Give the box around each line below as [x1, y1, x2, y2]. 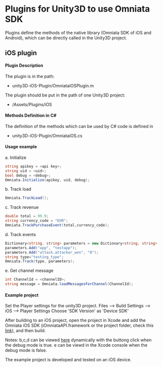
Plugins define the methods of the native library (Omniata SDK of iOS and [5, 30, 152, 35]
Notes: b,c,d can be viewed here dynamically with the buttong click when [5, 337, 152, 343]
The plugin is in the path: [5, 73, 55, 79]
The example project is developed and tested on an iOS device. [5, 357, 132, 363]
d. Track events [5, 231, 36, 237]
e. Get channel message [5, 268, 54, 273]
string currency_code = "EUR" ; [5, 218, 68, 223]
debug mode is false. [5, 348, 47, 353]
